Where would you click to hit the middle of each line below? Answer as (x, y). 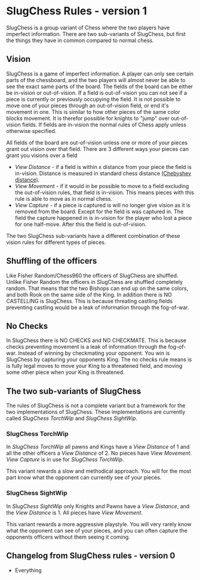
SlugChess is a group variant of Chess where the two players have (88, 28)
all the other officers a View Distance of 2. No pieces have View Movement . (99, 453)
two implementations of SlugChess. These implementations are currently (96, 412)
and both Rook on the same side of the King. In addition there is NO (89, 294)
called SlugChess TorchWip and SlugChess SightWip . (72, 418)
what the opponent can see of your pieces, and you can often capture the (97, 530)
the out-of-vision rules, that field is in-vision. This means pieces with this (104, 192)
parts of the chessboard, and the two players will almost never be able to (96, 80)
